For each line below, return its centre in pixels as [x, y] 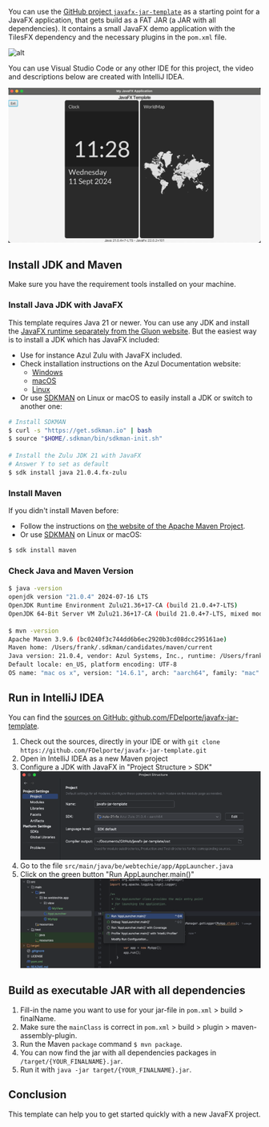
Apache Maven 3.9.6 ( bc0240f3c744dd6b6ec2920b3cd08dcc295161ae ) [118, 639]
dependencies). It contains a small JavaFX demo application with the [122, 28]
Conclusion [38, 1095]
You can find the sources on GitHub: [68, 717]
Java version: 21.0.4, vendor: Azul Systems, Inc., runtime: [112, 656]
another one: [41, 406]
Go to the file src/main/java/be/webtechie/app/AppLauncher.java [126, 866]
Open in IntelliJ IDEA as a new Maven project [94, 758]
